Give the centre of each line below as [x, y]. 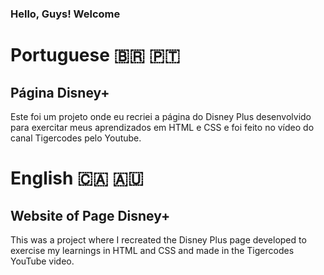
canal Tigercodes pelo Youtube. [76, 138]
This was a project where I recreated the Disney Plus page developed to [158, 239]
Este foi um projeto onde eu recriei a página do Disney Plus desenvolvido [161, 116]
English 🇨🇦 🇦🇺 [77, 178]
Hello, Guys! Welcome [65, 14]
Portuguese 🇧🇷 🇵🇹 [95, 55]
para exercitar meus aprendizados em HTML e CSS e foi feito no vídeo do [162, 127]
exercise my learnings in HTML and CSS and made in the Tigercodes [152, 250]
